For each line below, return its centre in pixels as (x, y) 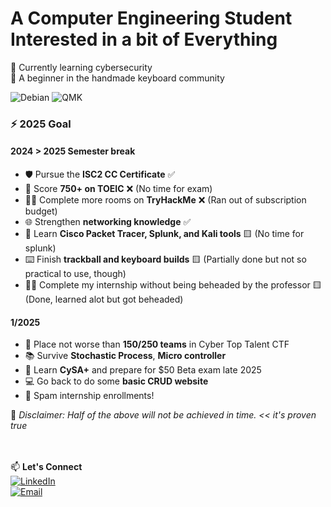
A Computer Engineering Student (151, 18)
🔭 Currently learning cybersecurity (81, 67)
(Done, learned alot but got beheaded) (104, 299)
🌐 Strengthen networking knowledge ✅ (108, 222)
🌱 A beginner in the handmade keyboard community (117, 78)
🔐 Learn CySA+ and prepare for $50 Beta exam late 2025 (143, 370)
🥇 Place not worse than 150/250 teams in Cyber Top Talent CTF (157, 344)
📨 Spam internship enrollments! (89, 396)
